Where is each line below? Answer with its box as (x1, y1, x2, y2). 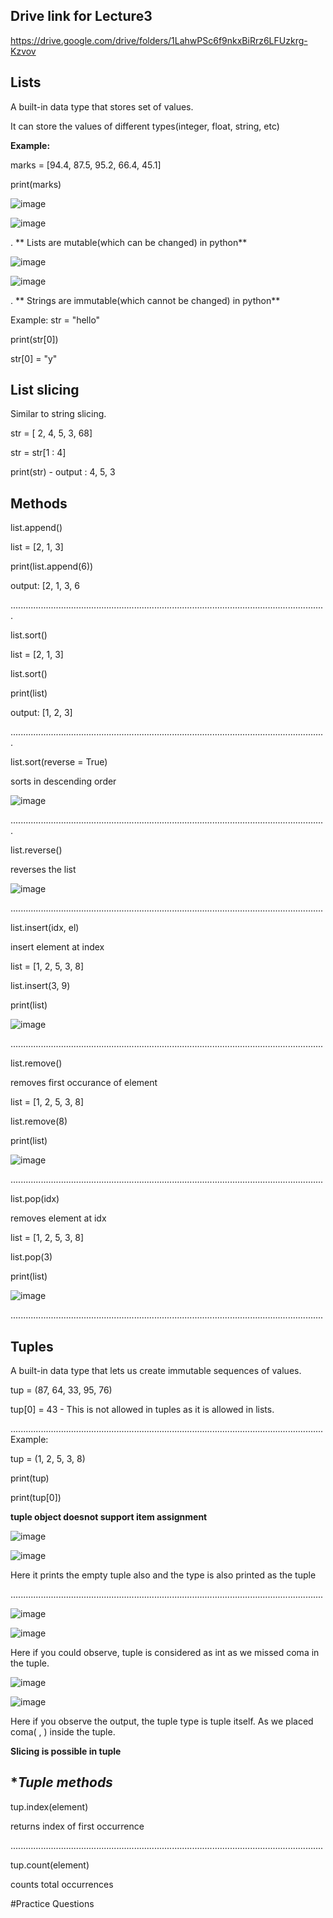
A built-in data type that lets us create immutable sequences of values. (10, 1365, 302, 1377)
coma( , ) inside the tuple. (10, 1726, 116, 1738)
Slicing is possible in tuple (10, 1745, 122, 1758)
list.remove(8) (10, 1115, 68, 1128)
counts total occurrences (10, 1878, 114, 1890)
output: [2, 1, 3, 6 (10, 580, 80, 592)
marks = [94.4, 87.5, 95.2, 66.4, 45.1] (10, 159, 162, 171)
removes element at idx (10, 1212, 107, 1224)
